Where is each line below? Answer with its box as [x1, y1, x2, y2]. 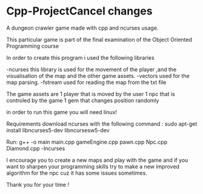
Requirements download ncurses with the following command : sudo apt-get [6, 120, 198, 128]
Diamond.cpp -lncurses [6, 144, 65, 152]
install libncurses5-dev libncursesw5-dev [6, 126, 110, 134]
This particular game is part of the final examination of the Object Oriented [6, 36, 193, 43]
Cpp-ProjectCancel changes [6, 4, 153, 18]
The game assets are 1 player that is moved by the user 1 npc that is [6, 90, 176, 97]
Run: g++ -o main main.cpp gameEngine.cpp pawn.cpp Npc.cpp [6, 138, 168, 146]
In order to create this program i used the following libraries [6, 54, 155, 61]
